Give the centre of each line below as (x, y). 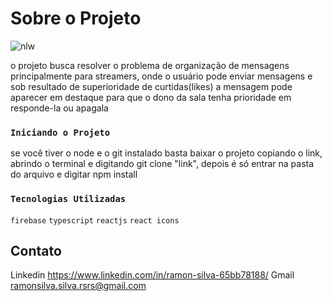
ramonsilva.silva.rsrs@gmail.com (78, 286)
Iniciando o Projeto (60, 132)
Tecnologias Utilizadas (68, 199)
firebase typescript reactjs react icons (95, 220)
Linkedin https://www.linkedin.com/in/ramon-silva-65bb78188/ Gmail (152, 275)
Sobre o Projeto (76, 18)
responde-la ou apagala (59, 108)
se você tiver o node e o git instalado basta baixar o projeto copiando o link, (166, 153)
